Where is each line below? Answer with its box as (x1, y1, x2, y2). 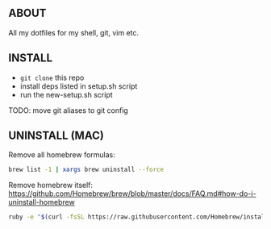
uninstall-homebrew (8, 198, 75, 207)
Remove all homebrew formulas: (8, 150, 115, 160)
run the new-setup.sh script (19, 90, 113, 99)
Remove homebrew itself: (8, 181, 94, 190)
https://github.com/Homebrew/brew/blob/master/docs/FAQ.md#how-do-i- (8, 189, 256, 198)
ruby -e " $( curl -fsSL (8, 213, 85, 221)
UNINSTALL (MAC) (8, 129, 105, 143)
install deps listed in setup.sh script (19, 81, 138, 91)
